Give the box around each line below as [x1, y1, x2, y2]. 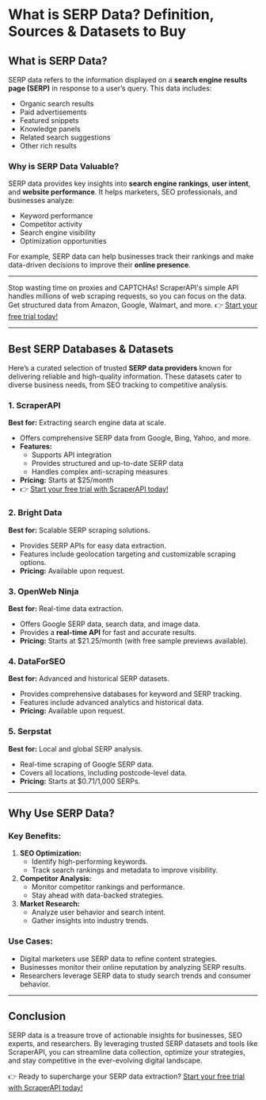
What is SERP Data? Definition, [8, 6, 215, 24]
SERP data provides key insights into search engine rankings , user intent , [8, 179, 251, 188]
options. [19, 557, 47, 567]
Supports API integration [31, 450, 112, 460]
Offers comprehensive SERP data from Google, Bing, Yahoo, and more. [19, 433, 251, 443]
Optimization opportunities [19, 237, 107, 246]
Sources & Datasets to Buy [8, 22, 187, 40]
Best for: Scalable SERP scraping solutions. [8, 525, 150, 535]
